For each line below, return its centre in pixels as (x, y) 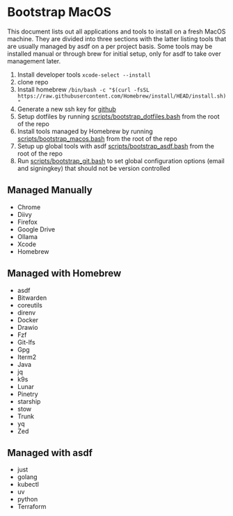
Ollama (27, 236)
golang (27, 477)
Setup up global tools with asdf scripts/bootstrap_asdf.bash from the (115, 146)
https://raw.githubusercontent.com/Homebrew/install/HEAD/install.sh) (122, 96)
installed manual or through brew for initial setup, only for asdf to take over (114, 54)
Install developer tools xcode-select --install (84, 75)
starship (29, 401)
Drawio (27, 327)
